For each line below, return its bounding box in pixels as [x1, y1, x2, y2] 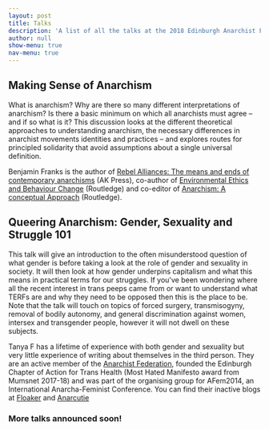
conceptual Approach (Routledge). [8, 192, 122, 201]
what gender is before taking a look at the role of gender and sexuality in [8, 258, 248, 267]
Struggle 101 [8, 228, 72, 241]
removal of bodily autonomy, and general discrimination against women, [8, 309, 247, 318]
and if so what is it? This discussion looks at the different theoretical [8, 117, 233, 127]
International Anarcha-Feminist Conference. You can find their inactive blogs [8, 384, 261, 394]
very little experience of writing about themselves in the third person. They [8, 350, 255, 359]
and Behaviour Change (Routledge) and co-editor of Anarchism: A [8, 184, 227, 193]
